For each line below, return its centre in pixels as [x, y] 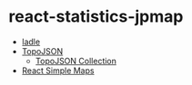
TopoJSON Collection [76, 61]
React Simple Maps [58, 71]
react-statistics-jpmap [96, 17]
